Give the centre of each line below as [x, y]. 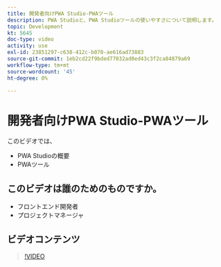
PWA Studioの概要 [43, 156]
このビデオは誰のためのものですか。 [85, 188]
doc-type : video [30, 40]
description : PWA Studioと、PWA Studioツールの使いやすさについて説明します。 [112, 20]
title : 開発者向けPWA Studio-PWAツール [61, 14]
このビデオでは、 [32, 141]
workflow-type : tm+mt [38, 65]
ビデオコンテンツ [44, 239]
